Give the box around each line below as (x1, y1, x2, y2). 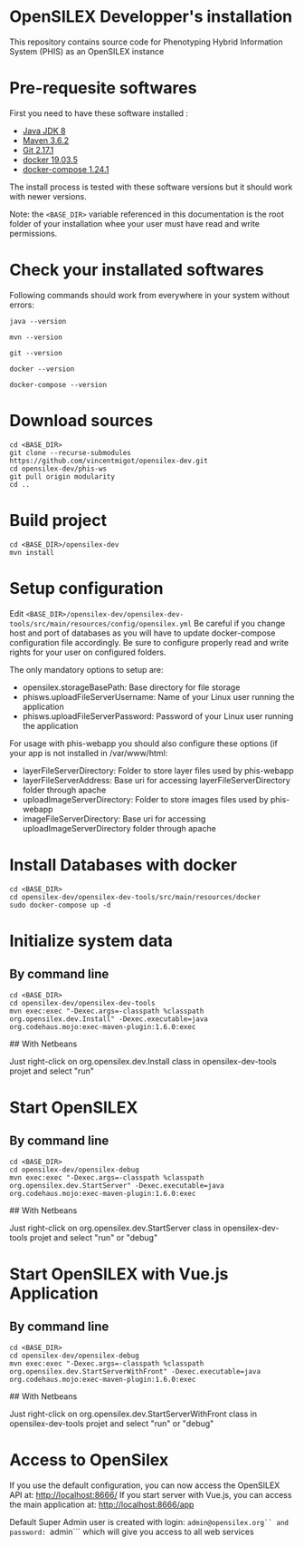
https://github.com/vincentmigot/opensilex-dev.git (9, 456, 208, 465)
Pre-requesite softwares (9, 78, 197, 99)
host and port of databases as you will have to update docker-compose (9, 627, 276, 638)
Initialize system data (9, 930, 174, 951)
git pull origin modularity (9, 472, 116, 481)
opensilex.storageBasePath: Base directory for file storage (22, 682, 241, 693)
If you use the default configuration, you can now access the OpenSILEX (9, 1480, 280, 1491)
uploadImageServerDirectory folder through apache (22, 822, 217, 833)
